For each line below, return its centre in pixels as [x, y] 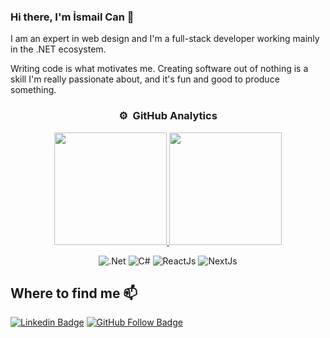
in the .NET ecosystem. [58, 49]
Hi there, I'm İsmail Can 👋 [72, 17]
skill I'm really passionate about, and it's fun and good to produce [145, 79]
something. [33, 90]
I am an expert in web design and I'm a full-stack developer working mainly [165, 39]
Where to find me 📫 [74, 293]
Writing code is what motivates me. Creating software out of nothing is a [159, 69]
